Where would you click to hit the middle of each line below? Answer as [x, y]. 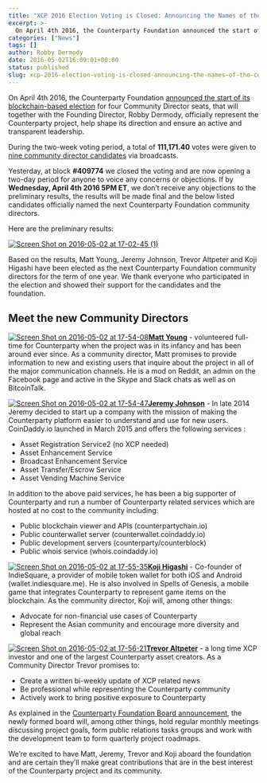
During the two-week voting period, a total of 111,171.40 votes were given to [132, 147]
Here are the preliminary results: [61, 229]
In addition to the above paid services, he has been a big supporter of [122, 494]
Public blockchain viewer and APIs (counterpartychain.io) [114, 526]
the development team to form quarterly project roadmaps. [104, 738]
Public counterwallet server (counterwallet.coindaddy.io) [112, 534]
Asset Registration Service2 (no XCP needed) [94, 444]
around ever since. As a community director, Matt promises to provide [122, 354]
